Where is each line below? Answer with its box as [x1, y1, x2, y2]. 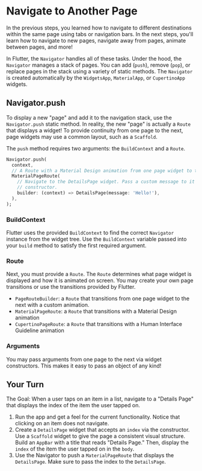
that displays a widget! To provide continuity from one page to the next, [6, 126, 183, 134]
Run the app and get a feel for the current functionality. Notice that [14, 413, 180, 420]
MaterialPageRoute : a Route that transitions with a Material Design [14, 308, 177, 315]
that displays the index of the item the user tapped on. [6, 402, 140, 409]
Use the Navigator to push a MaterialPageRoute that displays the [14, 452, 174, 459]
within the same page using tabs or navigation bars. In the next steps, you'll [6, 30, 194, 37]
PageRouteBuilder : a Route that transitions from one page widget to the [14, 295, 190, 302]
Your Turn [6, 379, 44, 389]
